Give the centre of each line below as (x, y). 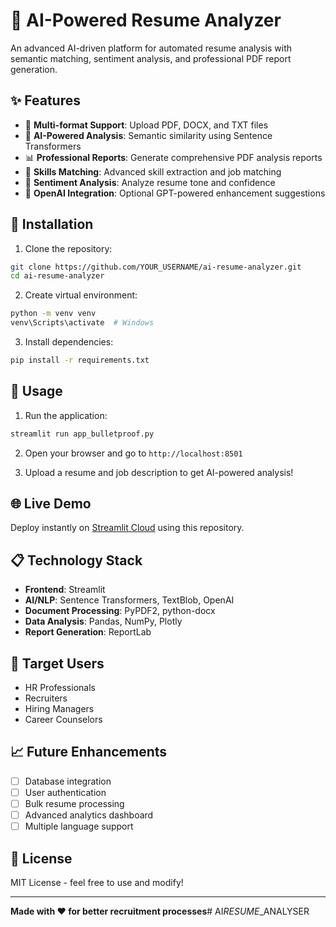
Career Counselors (63, 720)
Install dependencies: (69, 342)
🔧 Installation (52, 224)
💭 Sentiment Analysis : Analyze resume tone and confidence (150, 182)
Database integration (68, 781)
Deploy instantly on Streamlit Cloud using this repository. (127, 528)
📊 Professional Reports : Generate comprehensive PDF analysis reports (173, 157)
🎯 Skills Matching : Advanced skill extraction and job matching (153, 171)
